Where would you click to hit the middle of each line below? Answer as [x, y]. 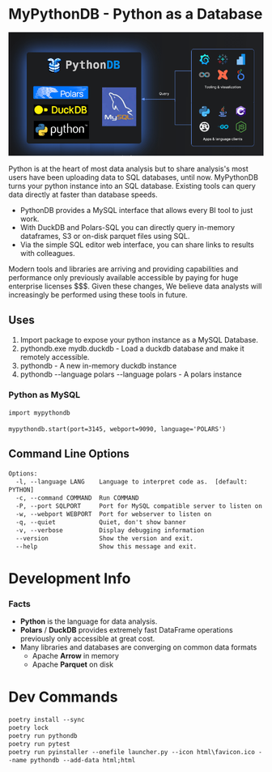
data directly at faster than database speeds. [83, 194]
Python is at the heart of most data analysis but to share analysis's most [128, 168]
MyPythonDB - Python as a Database [136, 14]
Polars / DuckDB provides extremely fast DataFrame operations [126, 630]
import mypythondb [39, 413]
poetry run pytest [39, 744]
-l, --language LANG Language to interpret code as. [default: [132, 482]
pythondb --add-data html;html [83, 761]
